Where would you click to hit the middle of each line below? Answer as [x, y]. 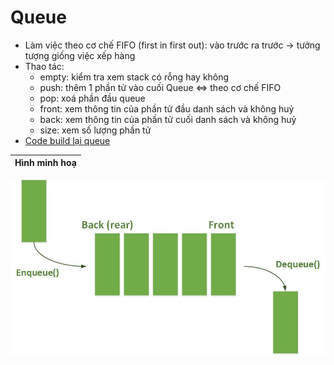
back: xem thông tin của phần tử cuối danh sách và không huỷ [168, 119]
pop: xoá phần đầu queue [92, 98]
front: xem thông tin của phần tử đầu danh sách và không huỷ [167, 108]
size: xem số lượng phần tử [95, 130]
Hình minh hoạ [45, 163]
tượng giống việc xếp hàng [80, 55]
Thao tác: [44, 66]
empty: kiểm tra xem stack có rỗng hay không [134, 77]
